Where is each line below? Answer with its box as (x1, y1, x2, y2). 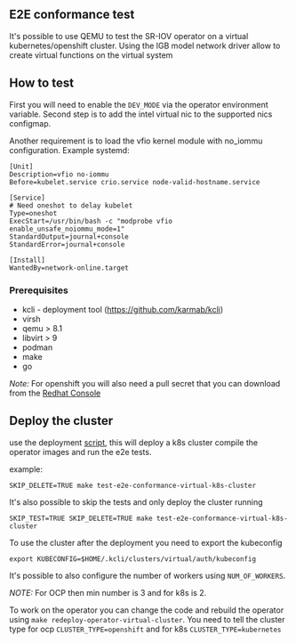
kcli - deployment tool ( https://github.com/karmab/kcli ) (21, 304, 224, 314)
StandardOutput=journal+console (9, 232, 129, 241)
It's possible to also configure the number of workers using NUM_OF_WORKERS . (9, 570, 286, 581)
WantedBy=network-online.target (9, 263, 129, 273)
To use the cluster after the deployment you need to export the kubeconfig (9, 537, 283, 548)
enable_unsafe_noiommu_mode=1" (9, 224, 125, 233)
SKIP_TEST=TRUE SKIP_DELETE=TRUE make (9, 514, 153, 523)
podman (21, 342, 53, 353)
